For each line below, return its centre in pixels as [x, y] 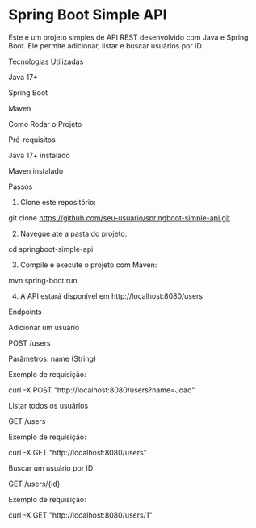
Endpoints [25, 312]
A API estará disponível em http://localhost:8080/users [111, 295]
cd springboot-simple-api [51, 249]
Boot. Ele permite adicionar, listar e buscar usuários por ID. [106, 45]
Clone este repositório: [58, 202]
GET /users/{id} [34, 484]
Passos [21, 186]
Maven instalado [36, 170]
